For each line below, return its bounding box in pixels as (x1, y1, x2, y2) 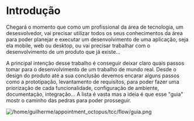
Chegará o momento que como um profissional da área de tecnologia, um (6, 23, 184, 30)
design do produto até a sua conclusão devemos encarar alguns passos (6, 72, 180, 79)
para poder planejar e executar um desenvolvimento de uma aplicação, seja (6, 36, 189, 43)
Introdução (6, 4, 61, 18)
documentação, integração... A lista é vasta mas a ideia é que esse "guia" (6, 91, 183, 98)
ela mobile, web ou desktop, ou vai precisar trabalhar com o (6, 42, 151, 49)
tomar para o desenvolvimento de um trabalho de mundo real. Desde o (6, 65, 176, 72)
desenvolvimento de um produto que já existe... (6, 48, 121, 55)
